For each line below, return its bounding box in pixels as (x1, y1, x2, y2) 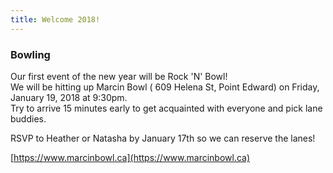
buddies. (10, 112, 47, 125)
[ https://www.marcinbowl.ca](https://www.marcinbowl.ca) (10, 151, 251, 163)
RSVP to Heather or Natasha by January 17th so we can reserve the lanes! (10, 132, 316, 144)
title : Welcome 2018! (10, 14, 101, 25)
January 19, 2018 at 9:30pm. (10, 91, 128, 103)
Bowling (10, 47, 51, 61)
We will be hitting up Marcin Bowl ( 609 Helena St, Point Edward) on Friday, (10, 81, 320, 93)
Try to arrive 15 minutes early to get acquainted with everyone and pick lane (10, 102, 323, 114)
